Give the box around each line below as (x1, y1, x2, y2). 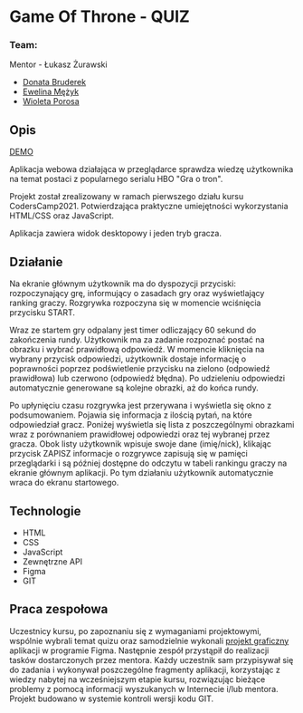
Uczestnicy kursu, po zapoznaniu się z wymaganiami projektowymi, (9, 625, 262, 636)
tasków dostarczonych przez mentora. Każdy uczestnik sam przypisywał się (9, 654, 294, 665)
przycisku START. (9, 307, 75, 318)
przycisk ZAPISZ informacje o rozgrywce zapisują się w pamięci (9, 448, 249, 459)
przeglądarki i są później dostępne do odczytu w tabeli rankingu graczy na (9, 458, 288, 468)
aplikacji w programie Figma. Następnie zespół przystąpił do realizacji (9, 645, 270, 656)
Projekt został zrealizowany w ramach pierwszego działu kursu (9, 191, 244, 202)
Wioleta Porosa (22, 96, 80, 107)
